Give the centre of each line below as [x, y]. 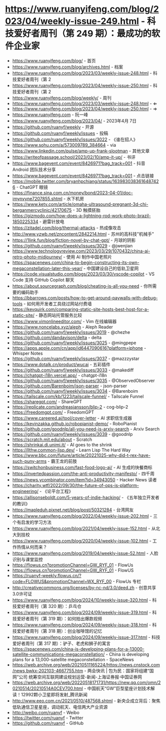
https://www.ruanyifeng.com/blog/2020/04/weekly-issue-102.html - [82, 541]
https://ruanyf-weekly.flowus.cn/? [47, 575]
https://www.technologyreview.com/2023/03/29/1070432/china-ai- [81, 251]
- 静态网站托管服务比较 [59, 315]
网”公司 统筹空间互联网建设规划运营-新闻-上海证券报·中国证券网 [77, 677]
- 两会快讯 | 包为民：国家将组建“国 [119, 670]
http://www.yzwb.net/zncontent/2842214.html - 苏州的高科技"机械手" [83, 234]
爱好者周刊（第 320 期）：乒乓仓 [49, 606]
